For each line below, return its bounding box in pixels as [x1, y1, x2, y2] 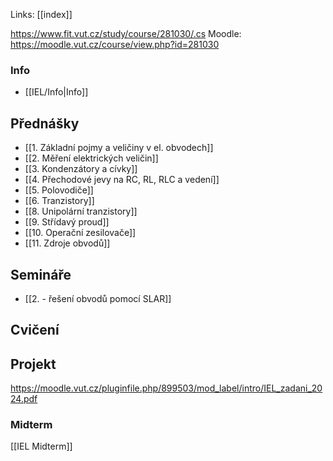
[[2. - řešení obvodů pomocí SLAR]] [24, 292, 172, 304]
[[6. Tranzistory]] [24, 195, 95, 207]
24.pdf [10, 393, 38, 405]
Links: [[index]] [10, 9, 73, 20]
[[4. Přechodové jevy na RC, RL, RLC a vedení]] [24, 174, 220, 186]
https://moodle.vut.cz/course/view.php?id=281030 [10, 39, 220, 50]
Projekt [10, 355, 57, 373]
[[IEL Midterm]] [10, 440, 73, 453]
